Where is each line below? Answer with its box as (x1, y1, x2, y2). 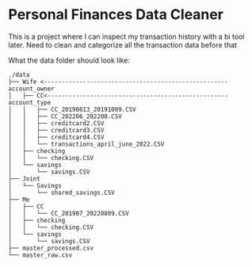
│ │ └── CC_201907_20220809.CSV (8, 209, 129, 217)
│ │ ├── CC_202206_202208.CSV (8, 113, 123, 120)
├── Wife (8, 78, 37, 86)
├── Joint (8, 174, 41, 183)
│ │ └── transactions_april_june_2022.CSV (8, 140, 165, 148)
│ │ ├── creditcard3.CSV (8, 126, 105, 134)
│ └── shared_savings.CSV (8, 189, 115, 196)
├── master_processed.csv (8, 244, 94, 252)
